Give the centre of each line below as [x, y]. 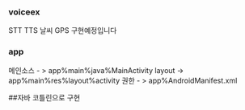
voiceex [24, 12]
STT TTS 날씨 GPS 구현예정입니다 [63, 31]
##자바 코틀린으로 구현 [44, 97]
